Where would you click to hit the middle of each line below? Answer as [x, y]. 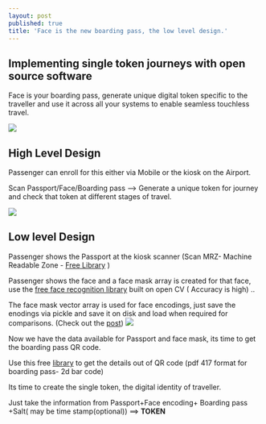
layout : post [30, 16]
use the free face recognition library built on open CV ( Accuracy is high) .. [132, 289]
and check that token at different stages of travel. [90, 197]
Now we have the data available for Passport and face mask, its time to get [132, 339]
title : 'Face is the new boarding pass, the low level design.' [118, 31]
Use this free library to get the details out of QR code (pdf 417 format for [128, 363]
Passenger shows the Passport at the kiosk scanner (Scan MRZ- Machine [130, 256]
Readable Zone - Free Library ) [59, 265]
